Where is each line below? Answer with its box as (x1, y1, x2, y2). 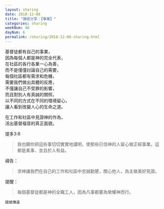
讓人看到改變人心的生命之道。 (5, 104, 65, 109)
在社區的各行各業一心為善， (5, 61, 61, 67)
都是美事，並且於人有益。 (17, 147, 69, 153)
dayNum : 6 (5, 30, 26, 35)
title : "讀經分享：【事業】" (5, 16, 56, 21)
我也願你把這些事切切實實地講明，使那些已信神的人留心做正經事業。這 (17, 141, 160, 147)
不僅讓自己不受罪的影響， (5, 85, 57, 91)
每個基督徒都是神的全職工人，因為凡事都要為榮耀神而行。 (17, 189, 134, 195)
